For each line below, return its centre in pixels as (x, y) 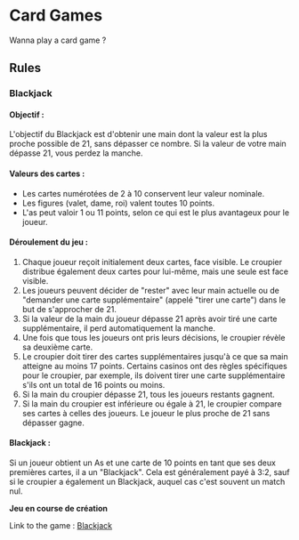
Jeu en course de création (59, 509)
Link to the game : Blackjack (61, 526)
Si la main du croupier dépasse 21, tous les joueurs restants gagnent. (149, 394)
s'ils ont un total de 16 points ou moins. (93, 384)
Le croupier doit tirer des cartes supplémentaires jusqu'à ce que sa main (155, 356)
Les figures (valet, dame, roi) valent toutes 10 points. (118, 203)
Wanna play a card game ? (58, 40)
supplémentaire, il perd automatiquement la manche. (119, 328)
